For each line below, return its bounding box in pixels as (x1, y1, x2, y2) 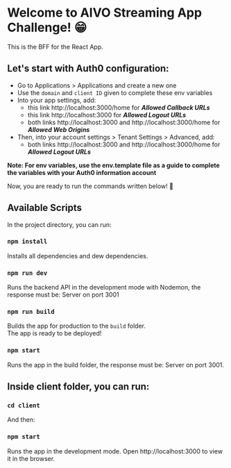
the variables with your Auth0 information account (7, 168, 157, 176)
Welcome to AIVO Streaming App (7, 5, 203, 21)
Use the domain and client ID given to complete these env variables (17, 88, 213, 97)
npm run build (7, 308, 55, 316)
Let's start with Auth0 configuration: (7, 62, 169, 74)
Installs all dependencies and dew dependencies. (7, 251, 148, 260)
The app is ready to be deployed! (7, 329, 102, 337)
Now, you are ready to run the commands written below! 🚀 (7, 182, 173, 190)
